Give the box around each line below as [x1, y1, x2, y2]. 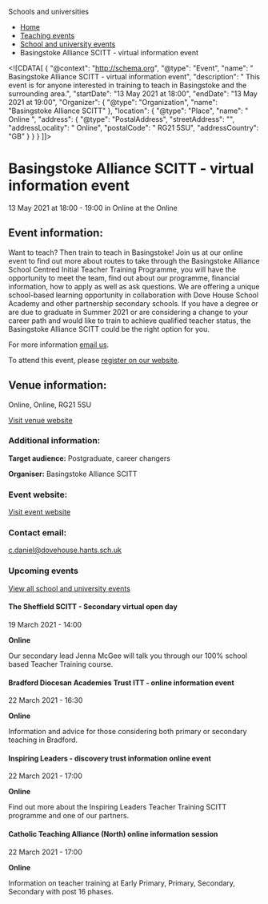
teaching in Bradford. [8, 735, 78, 745]
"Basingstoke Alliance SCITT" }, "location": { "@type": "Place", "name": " [8, 106, 249, 115]
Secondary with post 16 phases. [8, 886, 114, 896]
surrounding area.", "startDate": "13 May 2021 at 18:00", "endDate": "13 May [8, 89, 258, 99]
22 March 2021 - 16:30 [8, 696, 83, 705]
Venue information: [8, 378, 107, 392]
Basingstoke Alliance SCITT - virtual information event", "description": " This [8, 72, 260, 81]
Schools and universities [8, 7, 90, 16]
